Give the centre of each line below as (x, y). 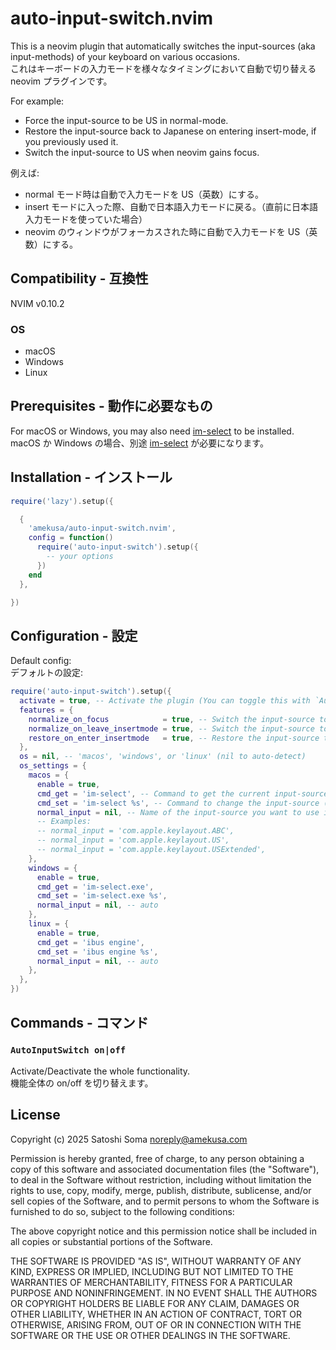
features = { (46, 710)
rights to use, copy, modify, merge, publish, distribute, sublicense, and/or (161, 1190)
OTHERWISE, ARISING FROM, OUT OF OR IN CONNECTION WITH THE (156, 1324)
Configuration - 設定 (74, 635)
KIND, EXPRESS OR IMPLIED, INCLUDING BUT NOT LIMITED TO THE (152, 1271)
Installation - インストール (91, 477)
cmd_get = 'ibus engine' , (90, 942)
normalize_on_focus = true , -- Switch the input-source (171, 719)
